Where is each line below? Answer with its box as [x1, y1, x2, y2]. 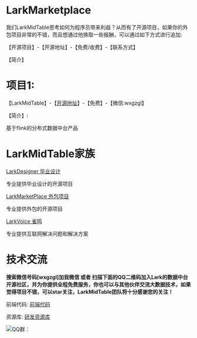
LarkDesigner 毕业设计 [6, 168, 61, 175]
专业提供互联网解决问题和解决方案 [6, 230, 89, 237]
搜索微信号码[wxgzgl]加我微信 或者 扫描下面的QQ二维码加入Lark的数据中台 [6, 273, 188, 280]
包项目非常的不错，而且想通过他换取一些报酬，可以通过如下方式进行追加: [6, 31, 183, 38]
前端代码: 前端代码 [6, 300, 50, 307]
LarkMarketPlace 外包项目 [6, 192, 69, 200]
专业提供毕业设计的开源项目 [6, 180, 73, 187]
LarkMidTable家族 [6, 148, 96, 160]
